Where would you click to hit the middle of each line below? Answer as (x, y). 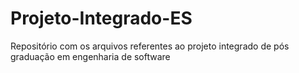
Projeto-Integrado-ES (101, 18)
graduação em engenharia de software (90, 56)
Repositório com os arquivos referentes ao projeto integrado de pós (150, 46)
